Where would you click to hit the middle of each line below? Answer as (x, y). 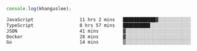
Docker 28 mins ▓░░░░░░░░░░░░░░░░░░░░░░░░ (98, 36)
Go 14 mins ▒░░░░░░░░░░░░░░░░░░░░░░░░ (98, 42)
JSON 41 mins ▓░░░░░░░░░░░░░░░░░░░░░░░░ (98, 31)
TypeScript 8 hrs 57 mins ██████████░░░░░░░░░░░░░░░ (98, 25)
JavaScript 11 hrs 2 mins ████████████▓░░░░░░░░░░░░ (98, 19)
